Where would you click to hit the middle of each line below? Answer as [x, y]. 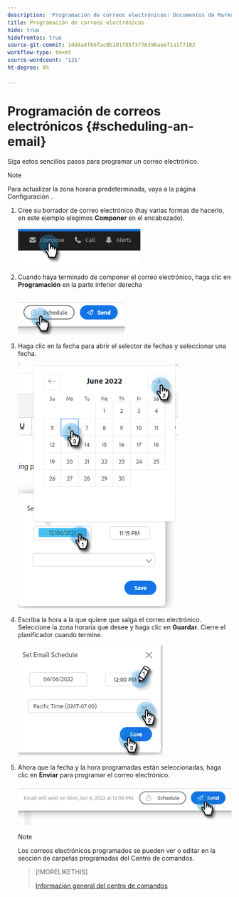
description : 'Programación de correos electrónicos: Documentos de [111, 15]
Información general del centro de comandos [102, 886]
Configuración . [30, 196]
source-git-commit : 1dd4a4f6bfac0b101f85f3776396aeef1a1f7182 [101, 45]
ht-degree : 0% [28, 68]
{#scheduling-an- [140, 126]
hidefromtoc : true [34, 38]
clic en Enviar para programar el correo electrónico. [94, 775]
